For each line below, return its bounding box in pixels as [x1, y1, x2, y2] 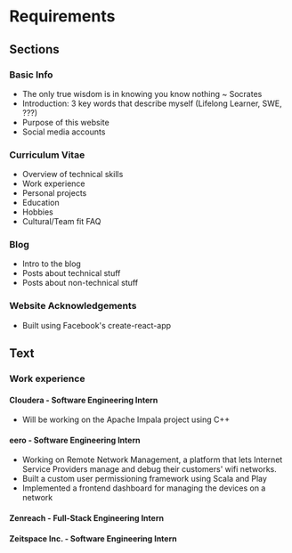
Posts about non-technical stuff [21, 278, 139, 289]
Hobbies [21, 207, 53, 217]
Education [21, 198, 60, 208]
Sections [9, 42, 60, 57]
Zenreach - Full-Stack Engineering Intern [9, 513, 165, 524]
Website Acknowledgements [9, 300, 137, 313]
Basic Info [9, 69, 53, 81]
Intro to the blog [21, 258, 82, 269]
